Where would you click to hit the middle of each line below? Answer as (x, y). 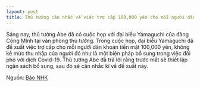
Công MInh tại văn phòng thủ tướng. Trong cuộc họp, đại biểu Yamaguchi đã (100, 41)
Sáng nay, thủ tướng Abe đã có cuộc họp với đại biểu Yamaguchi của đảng (98, 34)
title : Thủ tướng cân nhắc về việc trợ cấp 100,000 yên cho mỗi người (96, 17)
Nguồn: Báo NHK (27, 77)
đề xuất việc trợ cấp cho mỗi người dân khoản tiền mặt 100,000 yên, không (98, 47)
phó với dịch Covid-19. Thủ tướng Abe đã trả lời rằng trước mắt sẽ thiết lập (97, 60)
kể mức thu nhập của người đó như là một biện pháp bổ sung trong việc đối (99, 53)
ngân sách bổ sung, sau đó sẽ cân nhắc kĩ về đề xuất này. (77, 66)
